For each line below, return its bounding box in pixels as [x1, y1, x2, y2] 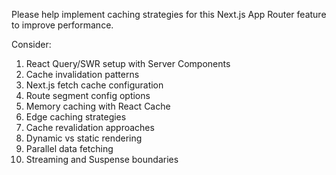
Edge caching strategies [25, 111, 127, 123]
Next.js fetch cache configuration [25, 79, 164, 91]
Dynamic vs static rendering [25, 132, 143, 144]
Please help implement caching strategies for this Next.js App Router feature [11, 9, 327, 20]
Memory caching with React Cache [25, 100, 171, 112]
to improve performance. [11, 19, 114, 31]
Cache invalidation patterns [25, 69, 140, 80]
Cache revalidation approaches [25, 122, 155, 133]
